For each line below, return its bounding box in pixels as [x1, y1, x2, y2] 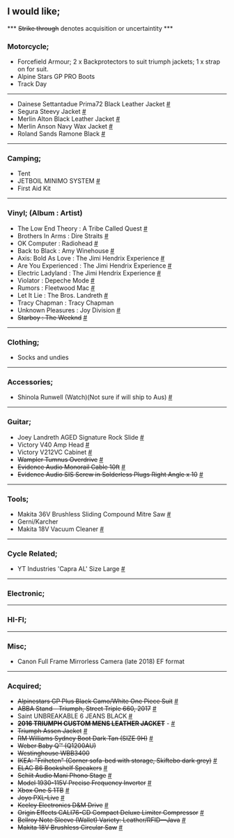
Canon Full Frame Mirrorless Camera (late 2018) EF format [17, 657, 185, 666]
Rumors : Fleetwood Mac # [17, 283, 95, 292]
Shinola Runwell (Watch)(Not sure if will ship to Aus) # [17, 393, 173, 401]
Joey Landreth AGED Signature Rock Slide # [17, 433, 144, 441]
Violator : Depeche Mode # [17, 276, 95, 284]
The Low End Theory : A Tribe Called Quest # [17, 224, 148, 233]
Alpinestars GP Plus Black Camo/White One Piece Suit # [17, 697, 179, 705]
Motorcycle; [7, 41, 49, 51]
